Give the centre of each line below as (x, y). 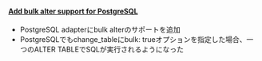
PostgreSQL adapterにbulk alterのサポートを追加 (100, 30)
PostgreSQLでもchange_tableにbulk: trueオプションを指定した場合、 (133, 40)
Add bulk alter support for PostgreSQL (73, 11)
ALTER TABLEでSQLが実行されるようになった (109, 50)
